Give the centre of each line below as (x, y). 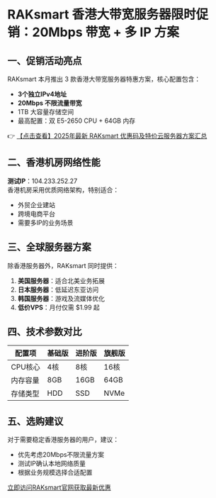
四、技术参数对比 (45, 332)
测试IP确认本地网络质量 (52, 464)
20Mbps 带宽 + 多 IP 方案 (106, 32)
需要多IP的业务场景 (45, 222)
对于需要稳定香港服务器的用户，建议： (63, 440)
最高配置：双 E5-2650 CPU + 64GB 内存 (76, 121)
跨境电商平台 (36, 214)
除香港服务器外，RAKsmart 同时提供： (63, 265)
